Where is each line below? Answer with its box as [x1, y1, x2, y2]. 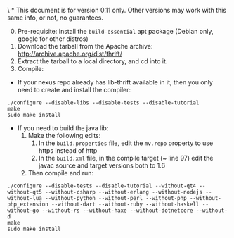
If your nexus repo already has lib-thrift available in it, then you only [17, 78, 213, 87]
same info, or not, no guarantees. [7, 13, 104, 22]
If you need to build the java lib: [17, 124, 109, 132]
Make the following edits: [27, 132, 101, 139]
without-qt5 [7, 189, 42, 196]
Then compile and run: [27, 169, 93, 177]
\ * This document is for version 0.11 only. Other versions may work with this [7, 6, 227, 14]
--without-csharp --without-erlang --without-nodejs [44, 189, 202, 196]
